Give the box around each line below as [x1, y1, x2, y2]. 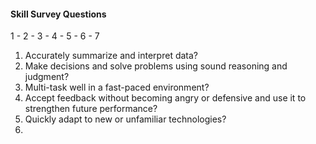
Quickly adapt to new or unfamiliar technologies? [24, 113, 227, 125]
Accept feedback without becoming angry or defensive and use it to [24, 92, 307, 104]
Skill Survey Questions [10, 8, 107, 20]
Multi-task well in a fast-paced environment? [24, 81, 210, 94]
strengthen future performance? [24, 103, 158, 115]
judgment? [24, 71, 70, 83]
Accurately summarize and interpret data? [24, 50, 199, 62]
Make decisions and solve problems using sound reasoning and [24, 60, 288, 72]
